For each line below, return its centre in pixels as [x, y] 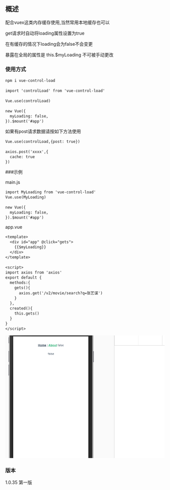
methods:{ [20, 283]
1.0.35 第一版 [19, 482]
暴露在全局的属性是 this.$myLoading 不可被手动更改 [59, 54]
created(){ [21, 309]
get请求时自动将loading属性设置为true [45, 33]
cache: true [23, 157]
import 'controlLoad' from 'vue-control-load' [55, 91]
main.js [13, 182]
